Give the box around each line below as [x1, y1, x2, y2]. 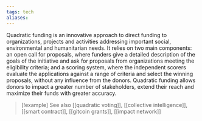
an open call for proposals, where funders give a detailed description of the [6, 50, 196, 58]
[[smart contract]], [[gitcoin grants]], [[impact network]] [21, 108, 161, 115]
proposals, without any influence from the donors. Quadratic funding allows [6, 77, 196, 84]
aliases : [6, 15, 29, 21]
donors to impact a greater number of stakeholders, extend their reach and [6, 83, 195, 90]
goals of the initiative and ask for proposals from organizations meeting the [6, 57, 195, 64]
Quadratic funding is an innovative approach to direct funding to [6, 31, 167, 38]
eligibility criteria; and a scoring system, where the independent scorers [6, 63, 187, 71]
